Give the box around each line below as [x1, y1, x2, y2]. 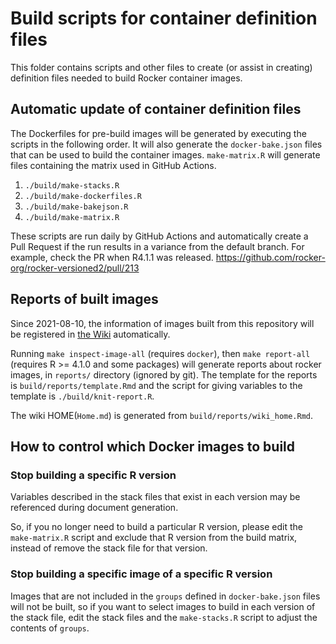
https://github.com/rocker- [215, 251, 326, 263]
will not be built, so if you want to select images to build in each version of [10, 600, 316, 612]
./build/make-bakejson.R [24, 202, 129, 212]
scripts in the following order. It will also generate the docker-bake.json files [10, 138, 323, 150]
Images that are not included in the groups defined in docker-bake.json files [10, 590, 321, 602]
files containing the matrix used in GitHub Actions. [10, 159, 217, 171]
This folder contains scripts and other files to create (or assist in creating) [10, 61, 313, 73]
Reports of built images [10, 291, 159, 308]
